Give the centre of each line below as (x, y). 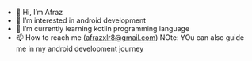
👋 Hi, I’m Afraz (39, 12)
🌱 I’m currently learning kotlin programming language (103, 29)
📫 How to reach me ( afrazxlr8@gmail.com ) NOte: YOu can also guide (130, 38)
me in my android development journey (80, 48)
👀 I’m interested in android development (81, 20)
